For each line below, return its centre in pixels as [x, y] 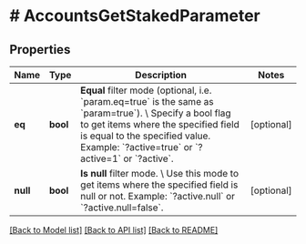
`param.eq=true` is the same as [147, 102]
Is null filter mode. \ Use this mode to [160, 173]
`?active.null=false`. [122, 208]
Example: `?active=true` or [137, 147]
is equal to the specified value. [146, 136]
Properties [40, 50]
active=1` [101, 158]
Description [161, 75]
